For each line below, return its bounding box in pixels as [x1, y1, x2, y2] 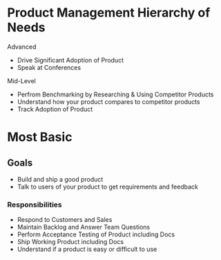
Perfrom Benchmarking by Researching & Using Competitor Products [17, 90, 214, 98]
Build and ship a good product [17, 175, 104, 183]
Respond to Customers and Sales [17, 216, 113, 224]
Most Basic [7, 130, 73, 145]
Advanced [7, 42, 37, 51]
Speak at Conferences [17, 63, 81, 71]
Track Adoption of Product [17, 105, 93, 113]
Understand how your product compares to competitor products [17, 97, 200, 105]
